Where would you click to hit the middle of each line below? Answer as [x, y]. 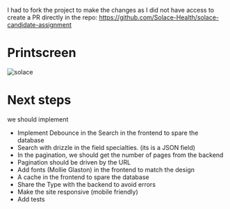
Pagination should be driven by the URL [74, 162]
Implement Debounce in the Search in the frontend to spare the [108, 133]
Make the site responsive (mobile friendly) [77, 192]
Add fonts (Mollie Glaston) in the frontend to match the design [106, 169]
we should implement [38, 119]
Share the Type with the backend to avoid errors [87, 184]
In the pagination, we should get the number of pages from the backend [120, 155]
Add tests [31, 199]
